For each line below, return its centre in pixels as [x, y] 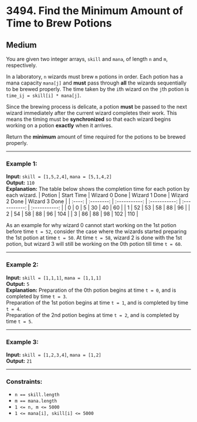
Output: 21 [19, 361]
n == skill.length [37, 395]
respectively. [21, 65]
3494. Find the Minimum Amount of [95, 11]
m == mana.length [36, 401]
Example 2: [22, 265]
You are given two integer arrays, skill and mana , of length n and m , [87, 59]
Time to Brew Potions [59, 23]
